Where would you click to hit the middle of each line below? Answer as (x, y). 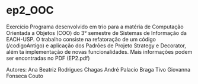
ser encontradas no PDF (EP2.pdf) (48, 58)
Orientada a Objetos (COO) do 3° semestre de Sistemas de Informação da (96, 33)
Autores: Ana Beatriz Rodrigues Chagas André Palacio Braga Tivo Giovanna (98, 69)
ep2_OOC (30, 10)
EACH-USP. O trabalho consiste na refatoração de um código (81, 39)
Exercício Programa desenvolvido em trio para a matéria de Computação (95, 27)
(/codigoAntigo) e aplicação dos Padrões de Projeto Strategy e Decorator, (96, 46)
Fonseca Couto (25, 76)
